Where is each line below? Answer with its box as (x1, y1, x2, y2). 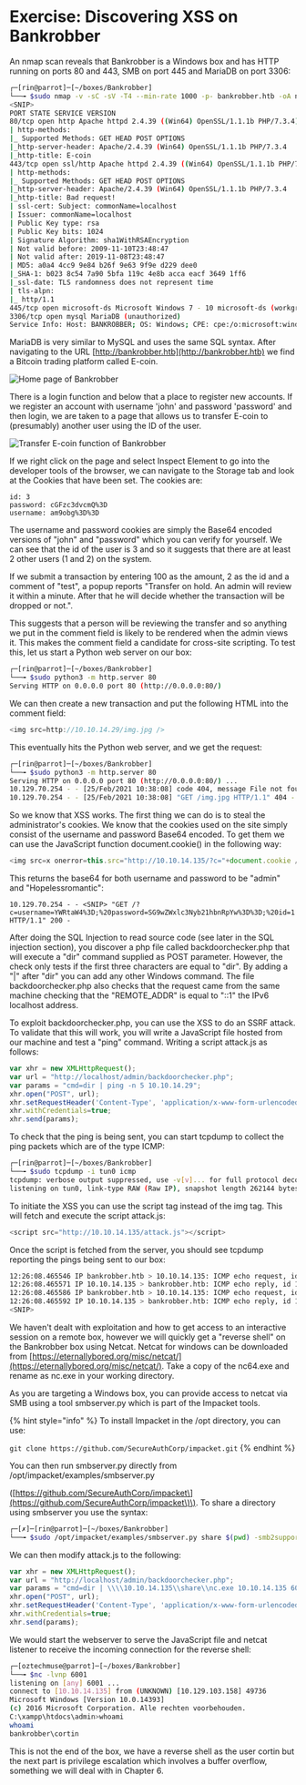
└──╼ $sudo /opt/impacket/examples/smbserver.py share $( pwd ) (9, 1533, 250, 1542)
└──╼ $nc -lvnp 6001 (9, 1669, 88, 1679)
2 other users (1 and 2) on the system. (9, 554, 152, 565)
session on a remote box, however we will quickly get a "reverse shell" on (9, 1331, 286, 1342)
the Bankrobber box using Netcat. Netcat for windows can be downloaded (9, 1341, 289, 1351)
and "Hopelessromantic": (9, 882, 105, 893)
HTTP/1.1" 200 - (9, 916, 71, 925)
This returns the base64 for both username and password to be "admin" (9, 872, 280, 884)
